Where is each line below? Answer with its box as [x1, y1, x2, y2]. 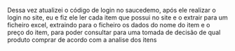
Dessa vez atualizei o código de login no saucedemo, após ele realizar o [7, 6, 216, 14]
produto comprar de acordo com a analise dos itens [7, 36, 157, 44]
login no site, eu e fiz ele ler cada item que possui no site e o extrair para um [7, 13, 228, 22]
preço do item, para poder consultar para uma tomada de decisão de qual [7, 28, 221, 36]
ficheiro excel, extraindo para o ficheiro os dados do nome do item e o [7, 21, 210, 29]
